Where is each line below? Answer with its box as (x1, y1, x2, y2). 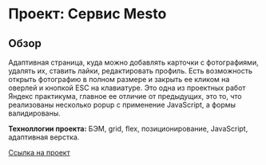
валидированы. (8, 108, 62, 118)
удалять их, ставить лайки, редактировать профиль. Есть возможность (8, 66, 253, 76)
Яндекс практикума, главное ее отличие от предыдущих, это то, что (8, 92, 242, 100)
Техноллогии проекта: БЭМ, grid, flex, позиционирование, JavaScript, (8, 124, 248, 133)
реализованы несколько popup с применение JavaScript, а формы (8, 100, 236, 109)
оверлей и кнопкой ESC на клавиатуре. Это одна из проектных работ (8, 83, 246, 92)
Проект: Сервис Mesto (8, 5, 167, 23)
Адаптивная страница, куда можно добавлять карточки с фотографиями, (8, 57, 259, 67)
